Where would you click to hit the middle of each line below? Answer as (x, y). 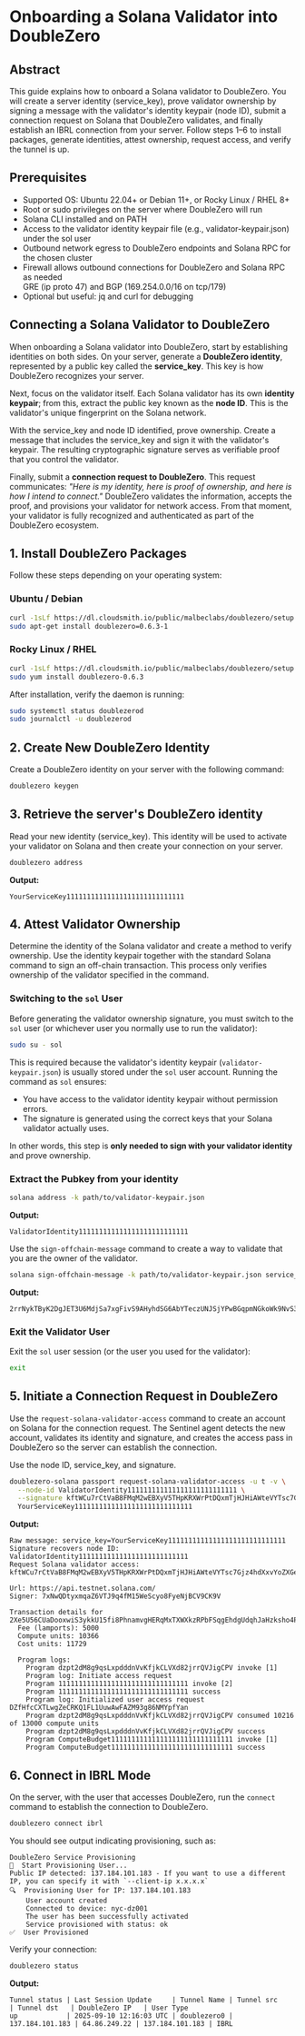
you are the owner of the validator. (74, 1258)
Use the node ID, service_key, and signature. (93, 1465)
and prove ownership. (50, 1155)
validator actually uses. (66, 1127)
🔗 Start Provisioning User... (69, 1865)
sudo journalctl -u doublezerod (70, 720)
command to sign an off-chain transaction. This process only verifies (138, 966)
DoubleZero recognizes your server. (77, 375)
